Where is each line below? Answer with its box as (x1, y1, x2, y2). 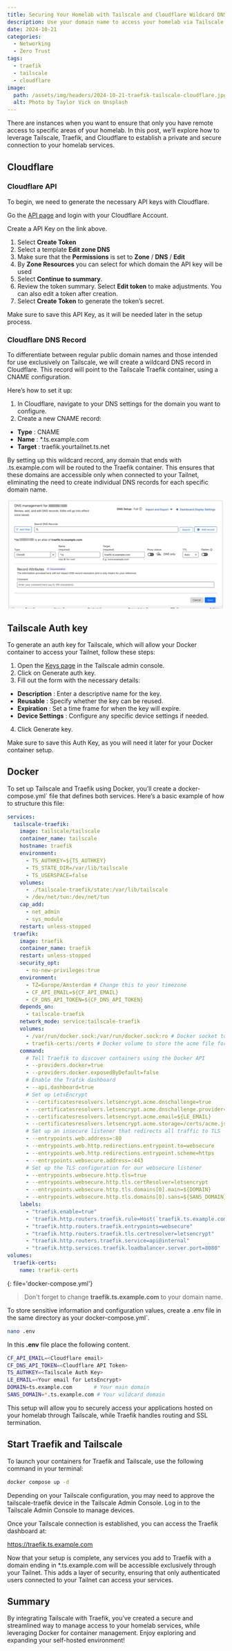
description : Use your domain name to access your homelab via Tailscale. (7, 18, 227, 26)
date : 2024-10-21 (7, 26, 57, 33)
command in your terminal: (7, 1464, 84, 1473)
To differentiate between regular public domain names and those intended (7, 351, 218, 359)
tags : (7, 55, 23, 62)
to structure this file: (7, 799, 65, 807)
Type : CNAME (17, 428, 60, 436)
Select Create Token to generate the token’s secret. (17, 297, 164, 305)
